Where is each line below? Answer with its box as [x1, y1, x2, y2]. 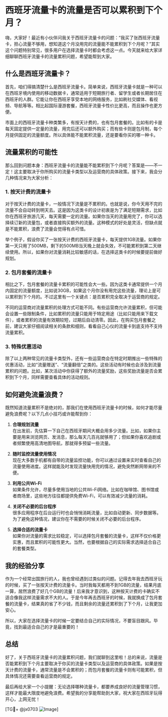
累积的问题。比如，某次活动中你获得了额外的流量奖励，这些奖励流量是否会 [5, 368, 158, 374]
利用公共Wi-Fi [12, 480, 42, 486]
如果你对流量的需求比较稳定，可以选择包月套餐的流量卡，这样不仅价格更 [12, 533, 161, 539]
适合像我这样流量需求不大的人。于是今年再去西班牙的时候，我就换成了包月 [5, 594, 158, 601]
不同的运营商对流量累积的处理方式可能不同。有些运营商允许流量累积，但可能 [5, 304, 163, 310]
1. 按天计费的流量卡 [5, 188, 51, 195]
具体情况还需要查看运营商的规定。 [5, 673, 75, 679]
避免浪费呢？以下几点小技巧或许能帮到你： [5, 411, 93, 417]
